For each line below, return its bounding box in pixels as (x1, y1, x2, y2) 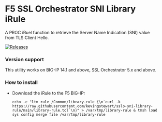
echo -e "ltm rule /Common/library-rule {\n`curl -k (12, 99, 121, 104)
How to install (5, 79, 38, 86)
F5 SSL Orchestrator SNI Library (5, 3, 136, 14)
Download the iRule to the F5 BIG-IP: (12, 90, 85, 96)
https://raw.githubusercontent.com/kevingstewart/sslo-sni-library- (12, 104, 153, 108)
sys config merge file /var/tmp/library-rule (12, 112, 105, 117)
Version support (5, 56, 44, 63)
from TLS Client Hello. (5, 35, 49, 41)
